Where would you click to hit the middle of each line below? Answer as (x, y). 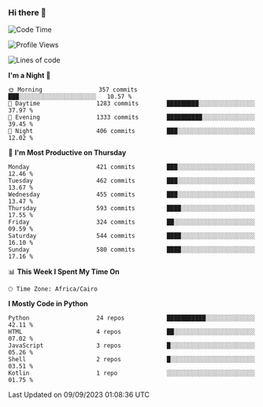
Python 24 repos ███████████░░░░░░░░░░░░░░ (132, 318)
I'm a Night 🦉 (30, 76)
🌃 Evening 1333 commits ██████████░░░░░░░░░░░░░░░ (132, 117)
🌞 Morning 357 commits (73, 90)
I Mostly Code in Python (48, 304)
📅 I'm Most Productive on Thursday (67, 153)
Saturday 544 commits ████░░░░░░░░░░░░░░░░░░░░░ (132, 236)
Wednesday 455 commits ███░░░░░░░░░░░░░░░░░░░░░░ (132, 195)
